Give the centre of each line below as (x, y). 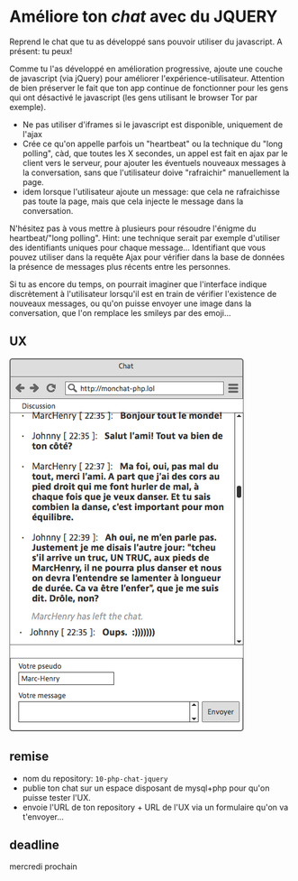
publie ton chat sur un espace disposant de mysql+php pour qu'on (146, 788)
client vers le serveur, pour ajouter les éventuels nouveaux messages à (154, 162)
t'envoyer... (43, 816)
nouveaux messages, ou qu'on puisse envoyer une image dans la (131, 303)
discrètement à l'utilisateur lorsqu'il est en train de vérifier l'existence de (143, 293)
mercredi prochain (44, 867)
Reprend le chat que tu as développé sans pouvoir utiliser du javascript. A (146, 42)
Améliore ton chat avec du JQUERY (144, 17)
